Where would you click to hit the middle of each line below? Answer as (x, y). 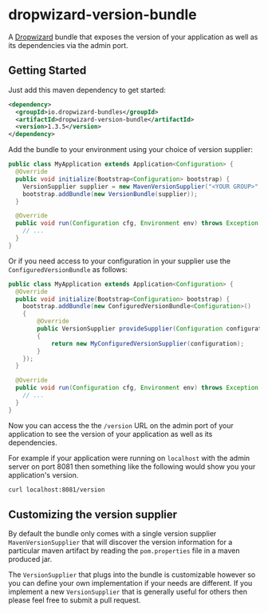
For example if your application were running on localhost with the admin (129, 458)
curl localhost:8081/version (57, 490)
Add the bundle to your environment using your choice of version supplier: (131, 150)
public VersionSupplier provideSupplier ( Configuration (130, 329)
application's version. (43, 475)
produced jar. (30, 559)
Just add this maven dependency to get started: (87, 90)
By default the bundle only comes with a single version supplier (112, 534)
